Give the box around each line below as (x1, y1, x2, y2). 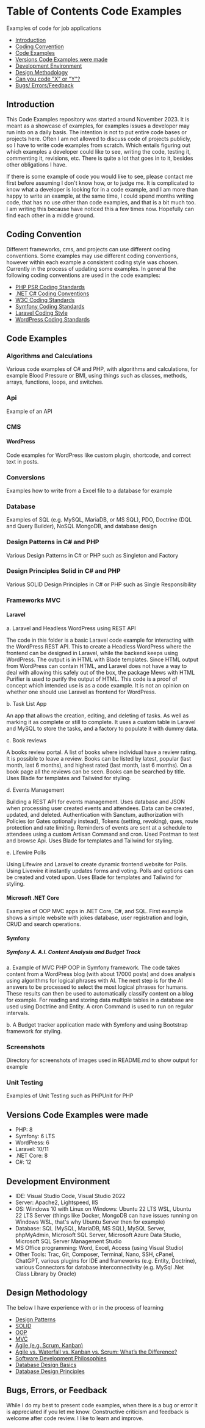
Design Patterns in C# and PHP (6, 538, 99, 547)
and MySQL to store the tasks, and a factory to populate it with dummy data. (6, 725, 198, 732)
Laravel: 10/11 (15, 1146, 49, 1153)
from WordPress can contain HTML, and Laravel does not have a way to (6, 662, 187, 669)
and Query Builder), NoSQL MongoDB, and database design (6, 523, 157, 530)
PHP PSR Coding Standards (15, 283, 85, 290)
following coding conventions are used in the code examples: (6, 271, 160, 279)
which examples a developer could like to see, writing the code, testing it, (6, 148, 191, 155)
